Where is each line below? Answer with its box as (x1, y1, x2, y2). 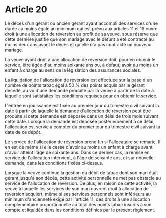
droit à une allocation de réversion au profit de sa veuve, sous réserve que (5, 31, 158, 37)
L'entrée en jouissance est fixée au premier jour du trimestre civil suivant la (5, 102, 159, 108)
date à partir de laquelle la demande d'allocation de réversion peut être (5, 108, 151, 114)
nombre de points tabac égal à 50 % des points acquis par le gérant (5, 82, 145, 88)
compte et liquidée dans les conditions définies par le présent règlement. (5, 207, 156, 213)
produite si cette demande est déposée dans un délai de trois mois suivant (5, 113, 159, 119)
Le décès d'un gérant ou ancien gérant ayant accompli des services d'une (5, 20, 158, 26)
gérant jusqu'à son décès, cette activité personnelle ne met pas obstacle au (5, 175, 161, 181)
